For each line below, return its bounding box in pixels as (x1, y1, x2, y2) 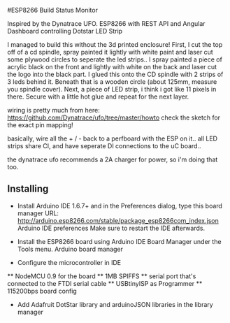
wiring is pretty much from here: (7, 106, 100, 114)
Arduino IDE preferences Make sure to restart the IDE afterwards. (17, 224, 205, 232)
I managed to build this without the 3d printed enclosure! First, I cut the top (7, 41, 223, 48)
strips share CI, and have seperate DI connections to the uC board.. (7, 142, 201, 150)
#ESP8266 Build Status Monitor (7, 6, 98, 14)
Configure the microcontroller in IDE (17, 258, 122, 266)
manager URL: (17, 209, 59, 217)
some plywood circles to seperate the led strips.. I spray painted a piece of (7, 55, 222, 64)
